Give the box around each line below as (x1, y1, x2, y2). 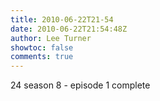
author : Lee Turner (10, 33, 92, 43)
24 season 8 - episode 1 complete (10, 79, 151, 91)
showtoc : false (10, 42, 74, 53)
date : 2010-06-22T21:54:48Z (10, 24, 128, 34)
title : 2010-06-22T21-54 (10, 14, 114, 25)
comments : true (10, 52, 74, 62)
